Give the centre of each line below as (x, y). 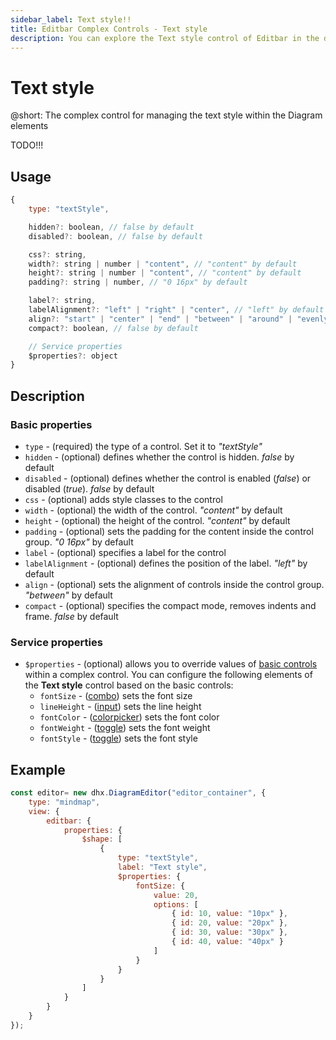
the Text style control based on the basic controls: (129, 685)
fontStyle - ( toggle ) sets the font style (118, 738)
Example (38, 769)
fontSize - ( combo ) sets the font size (116, 696)
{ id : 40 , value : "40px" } (227, 942)
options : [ (176, 904)
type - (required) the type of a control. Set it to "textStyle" (143, 446)
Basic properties (51, 424)
